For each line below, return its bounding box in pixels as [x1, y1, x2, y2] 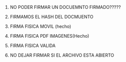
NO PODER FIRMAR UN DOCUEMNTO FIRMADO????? [9, 4, 121, 10]
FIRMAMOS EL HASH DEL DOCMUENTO [9, 14, 93, 19]
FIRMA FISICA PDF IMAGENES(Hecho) [9, 33, 89, 39]
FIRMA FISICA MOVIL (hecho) [9, 23, 71, 29]
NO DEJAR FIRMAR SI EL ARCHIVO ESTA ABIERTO [9, 52, 114, 58]
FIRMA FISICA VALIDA [9, 43, 56, 49]
